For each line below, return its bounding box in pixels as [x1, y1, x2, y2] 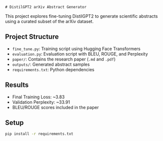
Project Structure [5, 32, 59, 41]
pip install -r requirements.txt [5, 132, 74, 137]
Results [5, 81, 29, 89]
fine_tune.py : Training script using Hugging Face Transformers [12, 46, 141, 52]
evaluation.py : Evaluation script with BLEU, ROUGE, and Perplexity [12, 51, 148, 56]
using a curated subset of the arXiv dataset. [5, 19, 94, 24]
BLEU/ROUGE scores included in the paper [12, 104, 99, 110]
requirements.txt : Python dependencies [12, 66, 95, 72]
